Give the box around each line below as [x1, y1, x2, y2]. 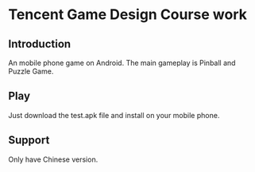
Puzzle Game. [8, 67, 54, 76]
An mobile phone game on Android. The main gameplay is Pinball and [8, 58, 236, 67]
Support [8, 133, 50, 147]
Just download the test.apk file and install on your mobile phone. [8, 110, 220, 120]
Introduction [8, 37, 71, 51]
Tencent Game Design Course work [8, 6, 248, 24]
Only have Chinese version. [8, 155, 99, 164]
